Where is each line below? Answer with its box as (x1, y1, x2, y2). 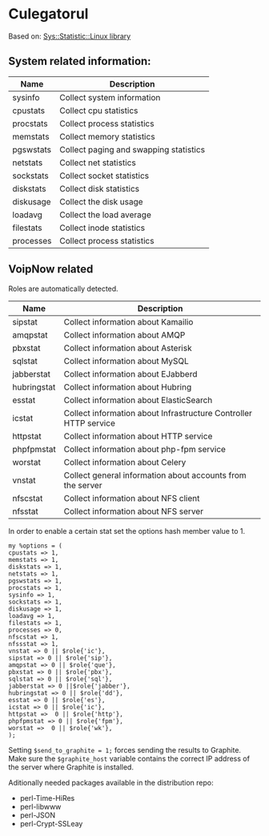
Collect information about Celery (63, 456, 187, 467)
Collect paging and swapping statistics (59, 143, 206, 155)
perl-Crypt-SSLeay (19, 818, 83, 828)
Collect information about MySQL (63, 355, 190, 366)
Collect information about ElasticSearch (63, 394, 213, 406)
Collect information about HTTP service (63, 430, 213, 442)
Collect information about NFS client (63, 492, 200, 503)
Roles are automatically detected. (8, 284, 118, 293)
